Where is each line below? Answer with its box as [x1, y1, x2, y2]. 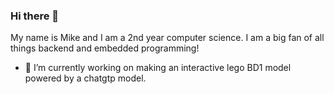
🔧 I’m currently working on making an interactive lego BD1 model [24, 62, 292, 74]
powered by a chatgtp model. [24, 72, 147, 84]
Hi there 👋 [10, 9, 60, 23]
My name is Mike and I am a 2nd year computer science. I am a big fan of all [10, 32, 325, 44]
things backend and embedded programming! [10, 42, 200, 54]
